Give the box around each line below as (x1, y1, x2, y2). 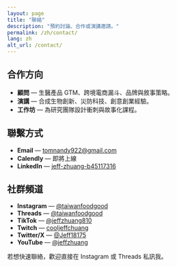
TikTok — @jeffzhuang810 (16, 216, 92, 225)
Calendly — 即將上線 (16, 154, 77, 162)
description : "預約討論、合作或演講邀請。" (7, 23, 120, 29)
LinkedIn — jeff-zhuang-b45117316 (16, 162, 116, 170)
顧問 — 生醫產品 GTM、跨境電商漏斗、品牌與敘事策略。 (16, 88, 174, 97)
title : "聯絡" (7, 16, 46, 23)
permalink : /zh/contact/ (7, 29, 78, 36)
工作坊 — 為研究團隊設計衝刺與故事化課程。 (16, 105, 141, 114)
